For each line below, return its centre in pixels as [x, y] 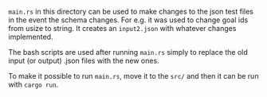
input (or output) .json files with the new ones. [84, 60]
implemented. [31, 37]
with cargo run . [33, 84]
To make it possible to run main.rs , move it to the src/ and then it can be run [133, 76]
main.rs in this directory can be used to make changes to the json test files [131, 12]
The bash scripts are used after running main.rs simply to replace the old [128, 52]
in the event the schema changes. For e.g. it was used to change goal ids [128, 20]
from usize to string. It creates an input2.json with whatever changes [122, 28]
